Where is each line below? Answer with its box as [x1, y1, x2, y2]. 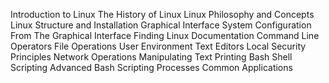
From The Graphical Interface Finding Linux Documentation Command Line [10, 30, 320, 41]
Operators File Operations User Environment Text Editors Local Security [10, 40, 307, 52]
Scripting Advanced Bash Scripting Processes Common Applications [10, 62, 293, 73]
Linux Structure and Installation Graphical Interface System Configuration [10, 19, 312, 31]
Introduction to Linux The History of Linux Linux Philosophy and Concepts [10, 9, 315, 20]
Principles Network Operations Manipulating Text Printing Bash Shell [10, 51, 293, 63]
